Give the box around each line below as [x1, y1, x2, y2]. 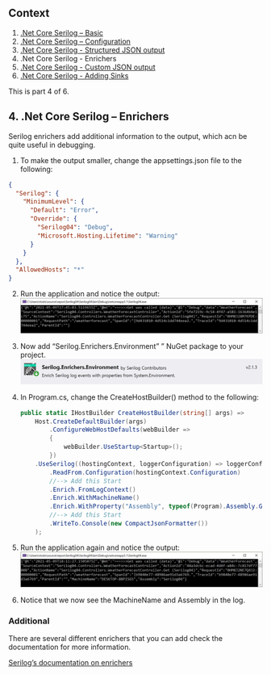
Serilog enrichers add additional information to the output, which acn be [8, 131, 248, 140]
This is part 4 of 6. [8, 86, 70, 96]
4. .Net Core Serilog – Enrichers [8, 110, 169, 124]
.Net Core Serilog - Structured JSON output [19, 44, 165, 55]
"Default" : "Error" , [29, 206, 99, 215]
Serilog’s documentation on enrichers [8, 658, 133, 668]
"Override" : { [29, 215, 78, 223]
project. [19, 350, 46, 360]
